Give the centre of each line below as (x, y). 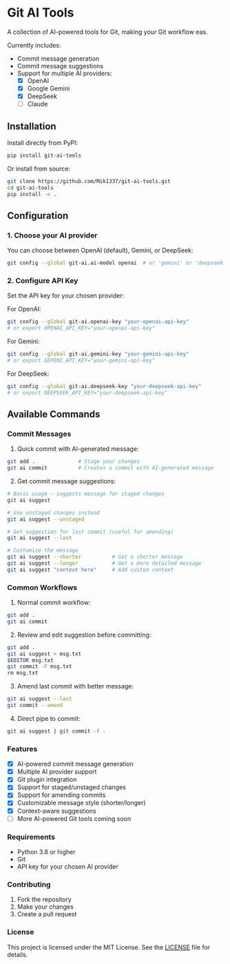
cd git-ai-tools (30, 188)
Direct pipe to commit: (49, 718)
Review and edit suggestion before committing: (84, 635)
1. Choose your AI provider (52, 235)
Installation (32, 126)
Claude (38, 104)
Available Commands (54, 414)
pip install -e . (32, 194)
